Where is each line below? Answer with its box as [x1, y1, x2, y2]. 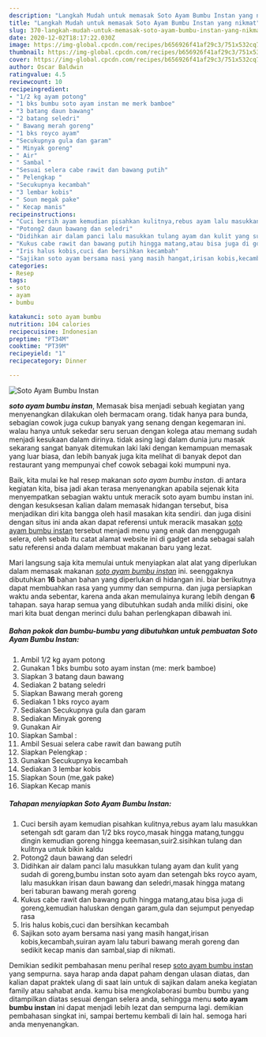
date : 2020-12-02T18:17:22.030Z [9, 33, 115, 42]
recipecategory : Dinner [9, 357, 88, 365]
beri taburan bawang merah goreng [20, 886, 137, 895]
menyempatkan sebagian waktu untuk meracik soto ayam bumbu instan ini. [9, 492, 254, 501]
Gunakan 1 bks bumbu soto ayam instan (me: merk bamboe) [20, 663, 216, 673]
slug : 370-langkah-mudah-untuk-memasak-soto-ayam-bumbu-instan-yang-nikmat [9, 26, 264, 34]
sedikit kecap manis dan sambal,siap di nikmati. [20, 945, 176, 955]
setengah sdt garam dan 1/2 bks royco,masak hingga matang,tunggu [20, 827, 244, 837]
